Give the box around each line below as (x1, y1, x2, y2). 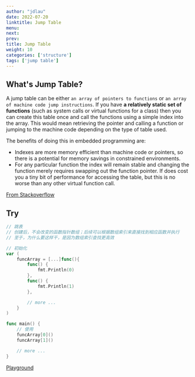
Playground (6, 364, 34, 371)
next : (6, 30, 19, 36)
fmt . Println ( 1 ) (37, 283, 75, 289)
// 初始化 (6, 245, 28, 251)
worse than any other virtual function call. (14, 180, 115, 187)
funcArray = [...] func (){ (16, 256, 80, 262)
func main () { (6, 321, 41, 327)
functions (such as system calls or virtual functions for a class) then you (6, 107, 182, 114)
